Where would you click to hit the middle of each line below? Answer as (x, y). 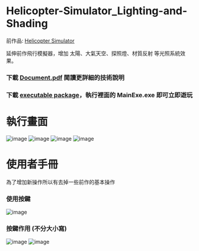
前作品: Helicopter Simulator (41, 40)
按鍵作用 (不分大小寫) (36, 228)
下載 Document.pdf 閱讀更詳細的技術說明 (65, 77)
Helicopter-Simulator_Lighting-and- (97, 11)
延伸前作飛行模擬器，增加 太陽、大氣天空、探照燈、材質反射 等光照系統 (93, 53)
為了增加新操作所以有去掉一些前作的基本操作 (61, 182)
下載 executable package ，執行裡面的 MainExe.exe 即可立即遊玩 (99, 95)
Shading (27, 23)
